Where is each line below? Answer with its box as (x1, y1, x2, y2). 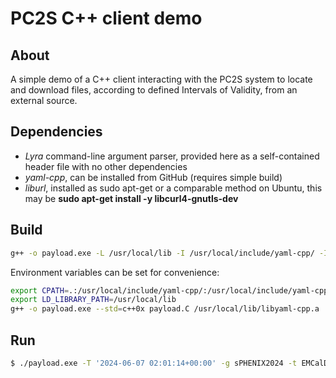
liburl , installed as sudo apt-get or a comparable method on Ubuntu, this (24, 182, 323, 194)
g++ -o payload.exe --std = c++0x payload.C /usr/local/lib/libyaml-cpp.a (10, 304, 320, 314)
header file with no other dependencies (24, 160, 188, 172)
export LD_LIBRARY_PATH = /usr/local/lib (10, 295, 177, 305)
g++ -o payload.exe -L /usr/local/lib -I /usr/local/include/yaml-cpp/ (10, 248, 315, 258)
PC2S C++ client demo (10, 7, 203, 30)
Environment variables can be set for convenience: (10, 266, 220, 278)
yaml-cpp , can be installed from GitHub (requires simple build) (24, 171, 283, 183)
